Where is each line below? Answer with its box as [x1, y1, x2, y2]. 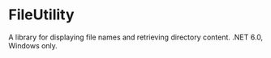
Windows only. [8, 40, 58, 50]
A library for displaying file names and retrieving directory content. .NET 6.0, [8, 32, 264, 42]
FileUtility [8, 6, 75, 24]
